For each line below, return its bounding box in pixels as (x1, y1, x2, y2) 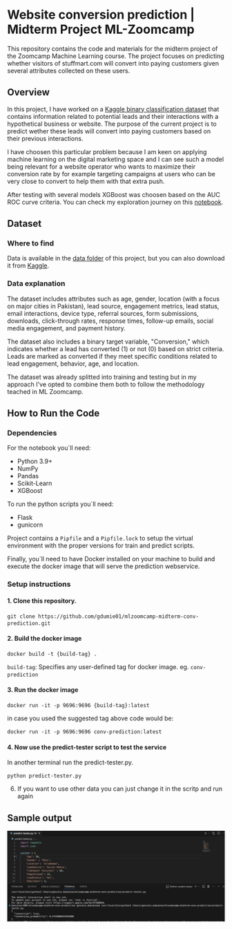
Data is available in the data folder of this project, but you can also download (7, 254, 225, 263)
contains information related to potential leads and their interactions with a (7, 112, 219, 120)
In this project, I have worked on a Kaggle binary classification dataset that (7, 104, 220, 113)
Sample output (7, 812, 72, 824)
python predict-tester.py (7, 773, 81, 780)
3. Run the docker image (7, 686, 79, 694)
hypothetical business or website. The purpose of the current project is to (7, 120, 217, 128)
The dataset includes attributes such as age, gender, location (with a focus (7, 294, 220, 303)
